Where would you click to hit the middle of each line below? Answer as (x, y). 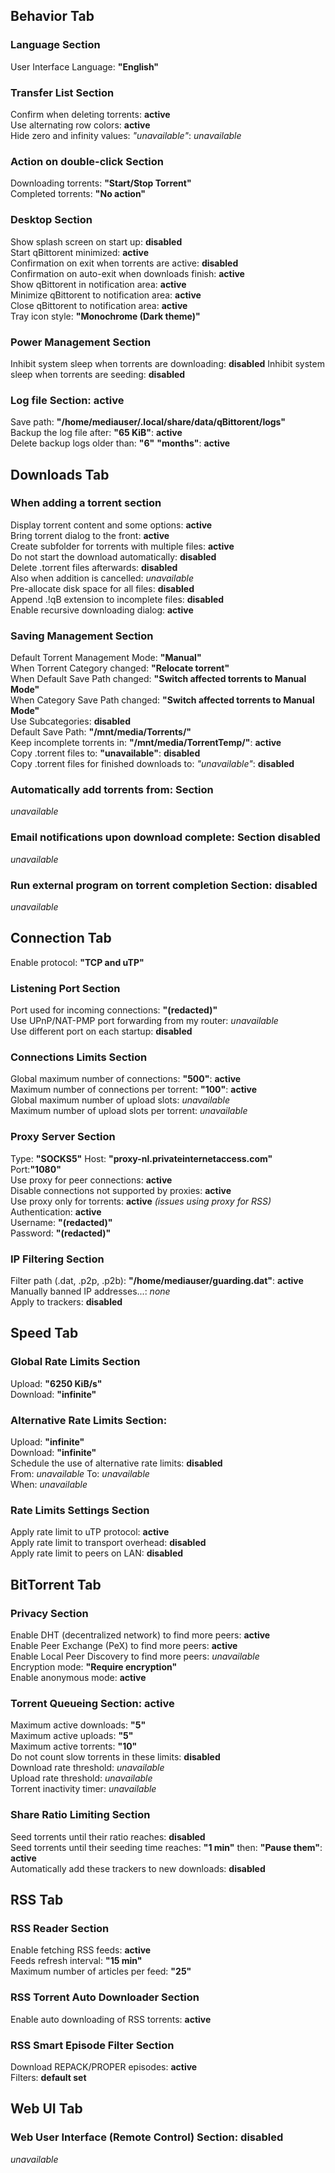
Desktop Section (51, 220)
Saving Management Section (82, 636)
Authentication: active (56, 1211)
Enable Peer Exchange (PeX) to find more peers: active (124, 1646)
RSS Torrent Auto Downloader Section (105, 1997)
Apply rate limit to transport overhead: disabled (108, 1543)
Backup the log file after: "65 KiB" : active (96, 433)
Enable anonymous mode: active (78, 1678)
